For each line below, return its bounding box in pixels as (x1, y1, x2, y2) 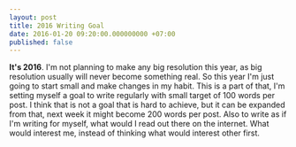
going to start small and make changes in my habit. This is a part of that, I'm (9, 81, 285, 91)
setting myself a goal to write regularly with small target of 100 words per (9, 90, 276, 101)
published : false (9, 37, 73, 47)
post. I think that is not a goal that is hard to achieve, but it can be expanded (9, 99, 285, 111)
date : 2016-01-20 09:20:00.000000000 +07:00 (9, 29, 176, 38)
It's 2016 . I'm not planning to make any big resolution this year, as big (9, 62, 262, 73)
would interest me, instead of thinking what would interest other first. (9, 128, 261, 138)
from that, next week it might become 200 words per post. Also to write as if (9, 109, 287, 120)
